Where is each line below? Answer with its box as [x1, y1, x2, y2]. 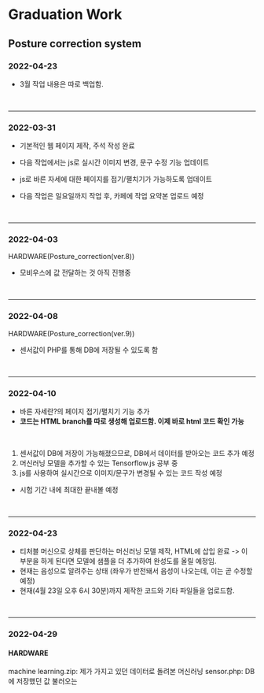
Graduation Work [8, 6, 123, 24]
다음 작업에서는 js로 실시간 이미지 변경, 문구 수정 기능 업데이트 [19, 157, 210, 167]
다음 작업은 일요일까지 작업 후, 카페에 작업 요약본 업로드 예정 [19, 191, 204, 201]
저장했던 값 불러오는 [16, 676, 78, 686]
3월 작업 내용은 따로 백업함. [19, 79, 104, 88]
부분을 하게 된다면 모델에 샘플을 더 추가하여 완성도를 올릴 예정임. [19, 557, 217, 566]
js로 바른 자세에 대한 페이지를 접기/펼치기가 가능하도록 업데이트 [19, 175, 212, 184]
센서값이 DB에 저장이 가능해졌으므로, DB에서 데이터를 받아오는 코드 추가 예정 [19, 449, 255, 458]
